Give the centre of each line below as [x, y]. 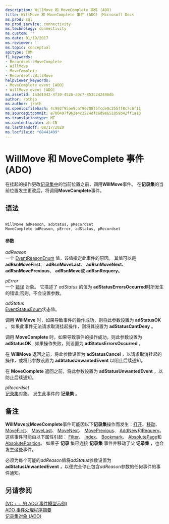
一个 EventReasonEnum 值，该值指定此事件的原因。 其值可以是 [71, 258]
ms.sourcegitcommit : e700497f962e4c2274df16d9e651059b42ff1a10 [73, 113]
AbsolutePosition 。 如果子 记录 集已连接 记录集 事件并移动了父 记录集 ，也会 [84, 443]
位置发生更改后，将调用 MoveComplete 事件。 [57, 190]
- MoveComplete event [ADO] [35, 85]
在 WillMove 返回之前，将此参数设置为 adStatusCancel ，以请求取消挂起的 [84, 354]
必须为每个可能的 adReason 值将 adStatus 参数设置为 [59, 460]
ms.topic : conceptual [28, 47]
